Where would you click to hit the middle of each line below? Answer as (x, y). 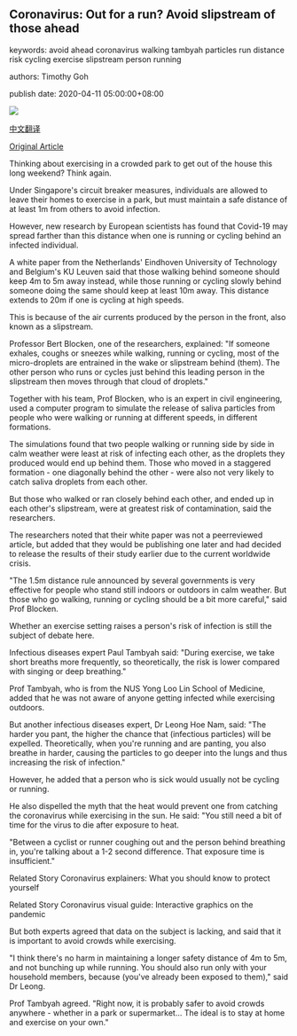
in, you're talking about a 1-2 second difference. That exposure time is (137, 852)
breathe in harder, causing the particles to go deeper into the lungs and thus (148, 752)
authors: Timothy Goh (49, 76)
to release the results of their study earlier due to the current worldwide (140, 553)
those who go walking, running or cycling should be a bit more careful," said (148, 599)
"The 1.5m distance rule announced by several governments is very (132, 580)
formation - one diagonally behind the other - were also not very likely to (142, 472)
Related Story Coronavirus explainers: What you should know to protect (140, 878)
